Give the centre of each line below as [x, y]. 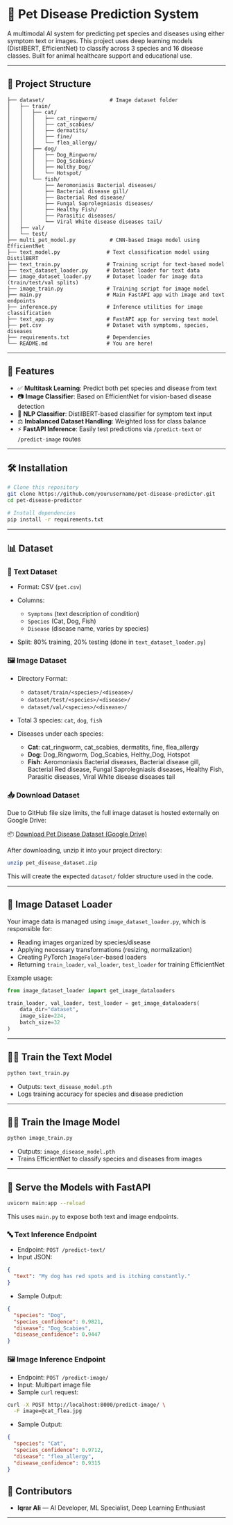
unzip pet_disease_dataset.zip [52, 863]
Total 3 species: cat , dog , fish [60, 720]
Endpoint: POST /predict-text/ [61, 1250]
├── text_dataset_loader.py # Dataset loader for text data [103, 271]
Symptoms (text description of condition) [84, 614]
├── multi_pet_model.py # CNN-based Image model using [103, 240]
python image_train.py [40, 1138]
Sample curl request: [48, 1392]
